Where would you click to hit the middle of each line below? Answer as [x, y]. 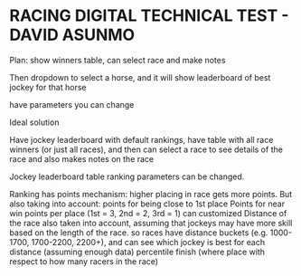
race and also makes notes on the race [82, 158]
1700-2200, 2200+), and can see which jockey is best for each [148, 242]
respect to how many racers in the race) [84, 261]
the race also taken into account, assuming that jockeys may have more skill [151, 223]
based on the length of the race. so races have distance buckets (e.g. [139, 233]
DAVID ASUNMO [72, 35]
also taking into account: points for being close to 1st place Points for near [147, 204]
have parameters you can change [72, 104]
